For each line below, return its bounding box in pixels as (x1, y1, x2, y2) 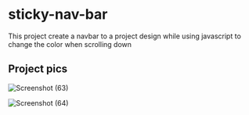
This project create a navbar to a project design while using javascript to (8, 31, 241, 41)
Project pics (8, 63, 68, 76)
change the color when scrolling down (8, 39, 132, 49)
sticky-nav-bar (8, 5, 108, 23)
